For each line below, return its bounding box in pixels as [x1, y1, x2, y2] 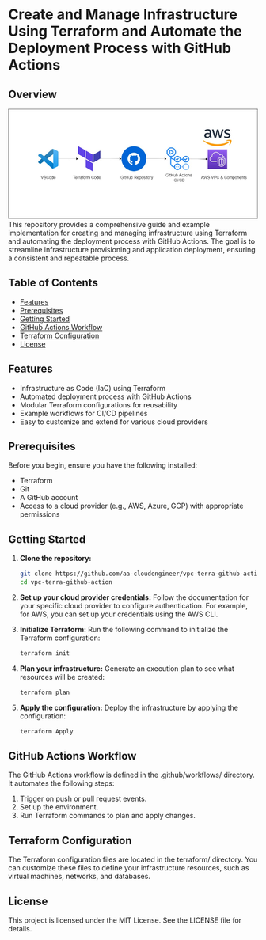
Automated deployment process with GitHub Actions [19, 392, 192, 401]
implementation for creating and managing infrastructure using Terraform [8, 228, 248, 238]
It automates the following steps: [8, 779, 115, 788]
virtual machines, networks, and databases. [8, 872, 150, 881]
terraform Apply [19, 727, 74, 735]
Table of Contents [8, 276, 99, 290]
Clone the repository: [19, 554, 92, 563]
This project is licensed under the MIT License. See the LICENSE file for [8, 915, 242, 925]
